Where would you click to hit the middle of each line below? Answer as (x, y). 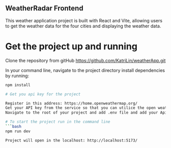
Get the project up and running (71, 46)
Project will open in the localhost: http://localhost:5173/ (72, 140)
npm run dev (18, 131)
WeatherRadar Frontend (44, 8)
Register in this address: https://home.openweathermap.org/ (72, 103)
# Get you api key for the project (43, 94)
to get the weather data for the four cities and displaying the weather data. (83, 26)
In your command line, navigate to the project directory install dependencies (85, 70)
